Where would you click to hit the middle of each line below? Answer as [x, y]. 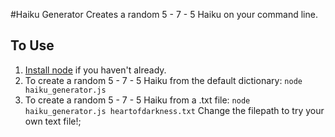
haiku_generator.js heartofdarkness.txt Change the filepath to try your [174, 110]
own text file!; [53, 121]
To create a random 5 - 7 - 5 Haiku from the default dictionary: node [163, 80]
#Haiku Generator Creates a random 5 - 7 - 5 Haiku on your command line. [164, 14]
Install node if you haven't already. [95, 70]
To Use [32, 45]
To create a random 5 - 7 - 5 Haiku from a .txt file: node [137, 100]
